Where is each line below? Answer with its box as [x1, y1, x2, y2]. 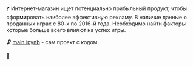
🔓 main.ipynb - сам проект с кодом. [6, 39, 99, 45]
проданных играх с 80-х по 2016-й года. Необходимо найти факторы [6, 20, 186, 27]
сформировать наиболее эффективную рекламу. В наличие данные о [6, 14, 187, 21]
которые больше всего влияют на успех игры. [6, 27, 126, 33]
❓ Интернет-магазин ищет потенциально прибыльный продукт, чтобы [6, 5, 187, 12]
